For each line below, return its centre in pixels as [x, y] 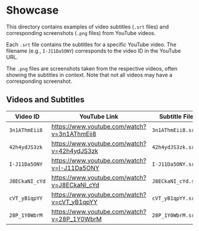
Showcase [33, 10]
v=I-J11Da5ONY [75, 168]
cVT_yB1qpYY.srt [175, 198]
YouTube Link [99, 116]
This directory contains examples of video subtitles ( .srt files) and [88, 27]
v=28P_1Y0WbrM [76, 219]
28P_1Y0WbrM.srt [175, 215]
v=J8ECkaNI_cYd [75, 185]
